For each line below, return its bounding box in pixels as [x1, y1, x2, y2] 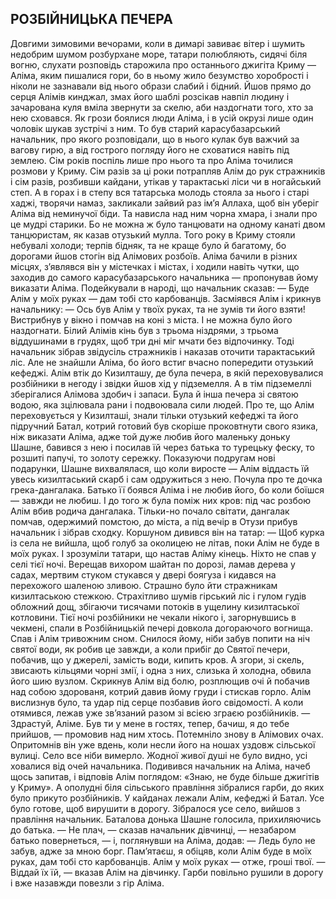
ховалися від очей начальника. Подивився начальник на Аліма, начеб [10, 760, 311, 772]
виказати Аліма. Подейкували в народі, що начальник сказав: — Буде [10, 282, 310, 294]
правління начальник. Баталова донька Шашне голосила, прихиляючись [10, 813, 322, 825]
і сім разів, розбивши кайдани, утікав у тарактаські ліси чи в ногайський [10, 175, 322, 187]
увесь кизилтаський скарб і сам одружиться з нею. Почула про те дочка [10, 473, 323, 485]
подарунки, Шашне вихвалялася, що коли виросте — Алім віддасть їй [10, 462, 310, 474]
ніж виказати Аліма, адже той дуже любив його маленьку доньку [10, 430, 291, 442]
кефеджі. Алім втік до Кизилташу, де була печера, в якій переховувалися [10, 367, 324, 379]
